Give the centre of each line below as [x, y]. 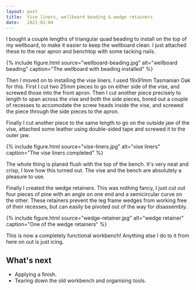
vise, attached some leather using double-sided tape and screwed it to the [96, 129]
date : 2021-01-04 [30, 22]
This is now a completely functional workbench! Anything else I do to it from [98, 236]
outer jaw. [18, 135]
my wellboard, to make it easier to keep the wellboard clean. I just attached [96, 45]
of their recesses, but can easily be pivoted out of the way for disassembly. [97, 207]
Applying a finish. [35, 274]
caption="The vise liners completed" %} [55, 153]
